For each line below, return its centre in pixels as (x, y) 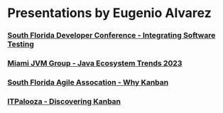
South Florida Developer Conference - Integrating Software (111, 36)
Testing (21, 44)
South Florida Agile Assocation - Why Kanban (88, 82)
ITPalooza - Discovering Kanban (64, 101)
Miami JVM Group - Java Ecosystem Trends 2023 (95, 63)
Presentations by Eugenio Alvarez (109, 13)
